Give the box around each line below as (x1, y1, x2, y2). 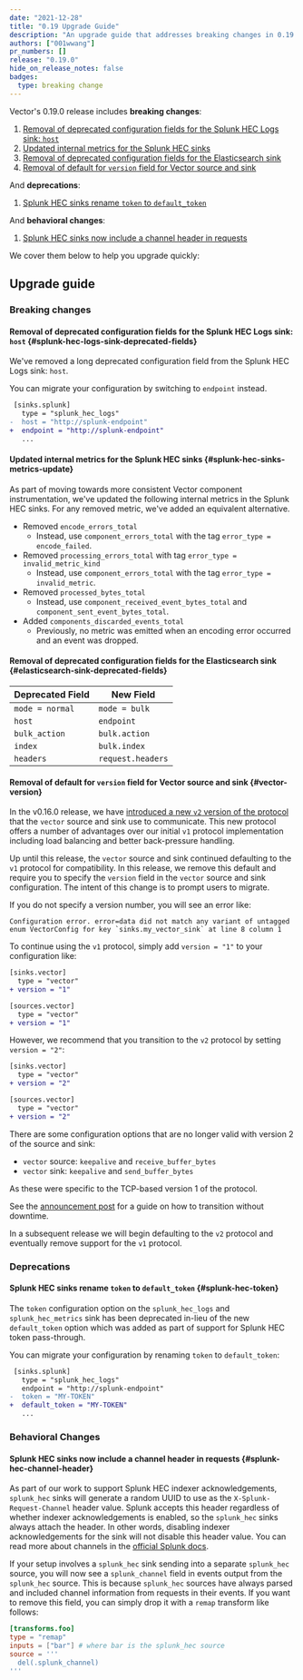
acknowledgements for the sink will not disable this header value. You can (9, 1531, 287, 1542)
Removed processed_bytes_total (22, 587, 146, 598)
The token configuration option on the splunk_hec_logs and (9, 1302, 230, 1313)
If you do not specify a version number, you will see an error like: (9, 900, 251, 911)
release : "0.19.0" (9, 55, 79, 64)
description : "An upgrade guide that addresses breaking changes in (9, 30, 274, 39)
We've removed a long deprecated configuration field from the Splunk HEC (9, 356, 290, 367)
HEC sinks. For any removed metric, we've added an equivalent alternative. (9, 503, 290, 514)
